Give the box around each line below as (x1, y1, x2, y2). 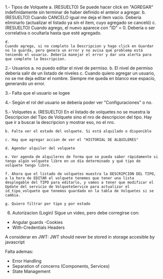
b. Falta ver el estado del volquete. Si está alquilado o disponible (5, 129, 152, 134)
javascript (5, 239, 25, 245)
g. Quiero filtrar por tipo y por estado (5, 201, 91, 206)
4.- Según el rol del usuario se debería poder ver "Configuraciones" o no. (5, 100, 153, 105)
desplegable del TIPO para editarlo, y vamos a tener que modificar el (5, 180, 154, 185)
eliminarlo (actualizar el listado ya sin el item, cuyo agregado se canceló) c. (5, 20, 156, 25)
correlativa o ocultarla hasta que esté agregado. (5, 30, 102, 36)
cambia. (5, 193, 21, 198)
